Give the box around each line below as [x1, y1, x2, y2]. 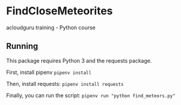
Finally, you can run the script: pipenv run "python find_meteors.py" [6, 91, 176, 99]
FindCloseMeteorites [6, 4, 113, 18]
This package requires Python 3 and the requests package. [6, 57, 152, 64]
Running [6, 41, 39, 51]
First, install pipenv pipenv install [6, 69, 91, 76]
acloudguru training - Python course [6, 24, 96, 31]
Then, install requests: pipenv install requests [6, 80, 124, 87]
